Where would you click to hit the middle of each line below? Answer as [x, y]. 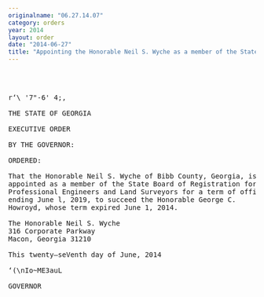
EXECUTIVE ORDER [39, 129]
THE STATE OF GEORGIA [50, 114]
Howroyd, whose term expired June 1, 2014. [93, 208]
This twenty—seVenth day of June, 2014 [85, 255]
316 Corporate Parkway [52, 231]
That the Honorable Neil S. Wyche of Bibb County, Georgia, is [132, 176]
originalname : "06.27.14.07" [56, 15]
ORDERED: [25, 161]
